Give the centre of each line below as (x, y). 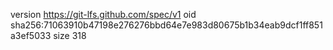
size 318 (70, 35)
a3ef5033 (31, 35)
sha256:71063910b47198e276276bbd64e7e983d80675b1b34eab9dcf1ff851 (166, 25)
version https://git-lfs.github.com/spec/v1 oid (103, 14)
